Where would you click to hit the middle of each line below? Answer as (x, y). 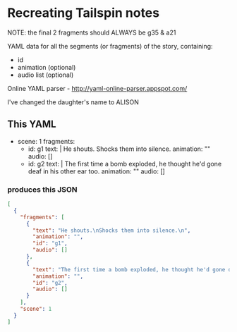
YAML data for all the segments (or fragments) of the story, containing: (110, 46)
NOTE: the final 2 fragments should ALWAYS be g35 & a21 (92, 32)
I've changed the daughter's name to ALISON (73, 102)
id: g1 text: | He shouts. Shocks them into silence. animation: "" (119, 149)
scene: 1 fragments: (46, 141)
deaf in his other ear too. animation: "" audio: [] (97, 171)
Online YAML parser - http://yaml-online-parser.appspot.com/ (97, 88)
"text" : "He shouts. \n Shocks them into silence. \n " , (112, 230)
